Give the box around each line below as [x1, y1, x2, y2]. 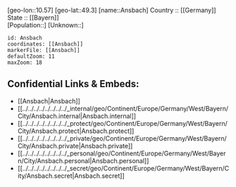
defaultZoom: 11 [7, 53, 55, 60]
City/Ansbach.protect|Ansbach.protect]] [17, 127, 135, 135]
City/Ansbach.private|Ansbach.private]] [17, 141, 133, 150]
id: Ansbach [7, 34, 42, 41]
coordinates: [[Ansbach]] [7, 41, 83, 48]
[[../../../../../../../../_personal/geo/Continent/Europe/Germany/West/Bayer [17, 149, 227, 157]
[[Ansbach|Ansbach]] [17, 96, 81, 105]
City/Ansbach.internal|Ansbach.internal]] [17, 112, 136, 120]
